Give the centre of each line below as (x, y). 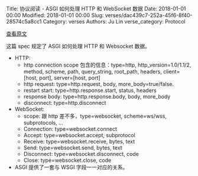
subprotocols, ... (43, 123)
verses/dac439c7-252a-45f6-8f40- (149, 15)
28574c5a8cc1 (24, 21)
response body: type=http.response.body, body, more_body (97, 97)
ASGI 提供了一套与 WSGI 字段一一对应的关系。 (71, 167)
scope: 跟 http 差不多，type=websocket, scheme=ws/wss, (95, 116)
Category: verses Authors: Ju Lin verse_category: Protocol (114, 21)
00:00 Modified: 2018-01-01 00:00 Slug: (55, 15)
